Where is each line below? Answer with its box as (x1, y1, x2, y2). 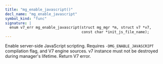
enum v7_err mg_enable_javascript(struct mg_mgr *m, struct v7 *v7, (9, 25, 152, 30)
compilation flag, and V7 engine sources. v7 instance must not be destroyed (5, 48, 159, 54)
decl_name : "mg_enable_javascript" (5, 12, 78, 16)
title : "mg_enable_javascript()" (5, 7, 73, 12)
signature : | (5, 20, 32, 26)
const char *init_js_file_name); (81, 30, 150, 34)
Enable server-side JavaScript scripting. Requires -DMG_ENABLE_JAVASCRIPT (5, 43, 154, 48)
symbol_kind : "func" (5, 16, 47, 21)
